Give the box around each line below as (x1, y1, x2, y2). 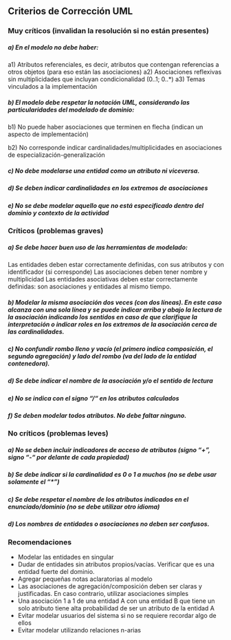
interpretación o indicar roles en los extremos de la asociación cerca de (8, 320, 217, 328)
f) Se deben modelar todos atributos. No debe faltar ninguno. (8, 412, 187, 420)
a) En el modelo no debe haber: (8, 43, 99, 51)
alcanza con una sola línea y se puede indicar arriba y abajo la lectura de (8, 306, 223, 314)
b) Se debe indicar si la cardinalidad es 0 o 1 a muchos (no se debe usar (8, 471, 217, 479)
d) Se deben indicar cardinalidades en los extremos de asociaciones (8, 184, 208, 192)
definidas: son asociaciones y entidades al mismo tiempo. (8, 282, 172, 290)
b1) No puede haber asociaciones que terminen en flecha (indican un (8, 123, 203, 131)
